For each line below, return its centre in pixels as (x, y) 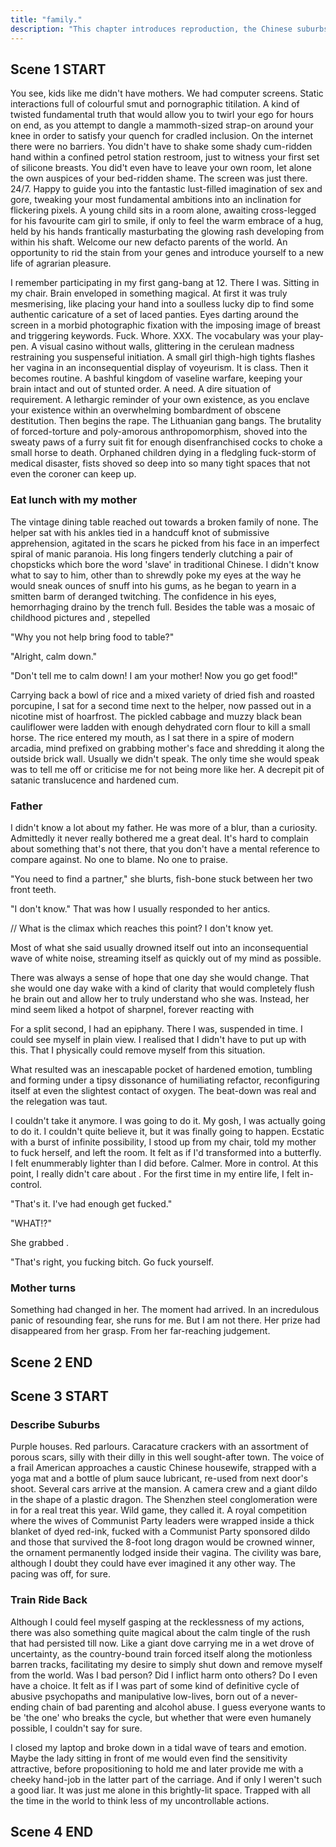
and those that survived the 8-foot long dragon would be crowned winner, (162, 1542)
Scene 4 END (52, 1831)
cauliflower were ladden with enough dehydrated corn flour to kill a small (160, 727)
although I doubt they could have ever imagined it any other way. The (153, 1563)
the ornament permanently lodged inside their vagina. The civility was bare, (166, 1553)
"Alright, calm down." (54, 656)
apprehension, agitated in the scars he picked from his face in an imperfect (165, 543)
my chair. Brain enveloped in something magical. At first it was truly (149, 293)
